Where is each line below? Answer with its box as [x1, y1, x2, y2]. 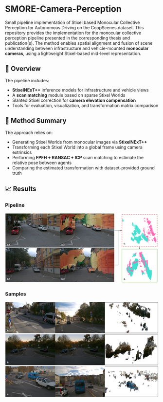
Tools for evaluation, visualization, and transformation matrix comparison [12, 102, 159, 108]
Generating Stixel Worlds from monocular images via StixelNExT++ [12, 139, 147, 145]
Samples [5, 291, 26, 297]
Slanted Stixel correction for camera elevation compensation [12, 97, 136, 103]
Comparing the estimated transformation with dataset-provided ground [12, 164, 155, 171]
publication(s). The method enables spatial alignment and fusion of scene [5, 40, 153, 46]
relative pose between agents [12, 160, 72, 165]
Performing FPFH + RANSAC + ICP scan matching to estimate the [12, 154, 144, 160]
